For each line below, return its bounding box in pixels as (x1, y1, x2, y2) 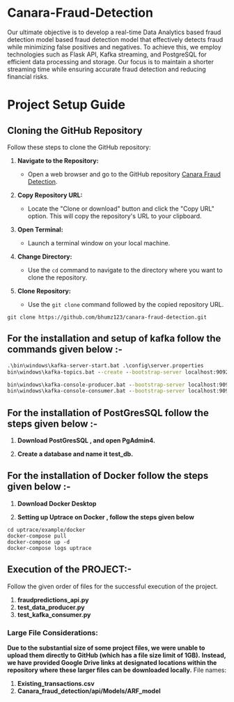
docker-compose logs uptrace (7, 544, 92, 551)
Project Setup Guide (7, 97, 126, 113)
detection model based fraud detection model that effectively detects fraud (7, 35, 224, 43)
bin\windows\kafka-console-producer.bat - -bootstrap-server (7, 381, 186, 388)
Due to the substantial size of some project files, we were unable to (7, 643, 205, 652)
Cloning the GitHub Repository (7, 124, 143, 137)
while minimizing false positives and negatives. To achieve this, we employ (7, 43, 221, 51)
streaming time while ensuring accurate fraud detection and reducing (7, 65, 207, 73)
